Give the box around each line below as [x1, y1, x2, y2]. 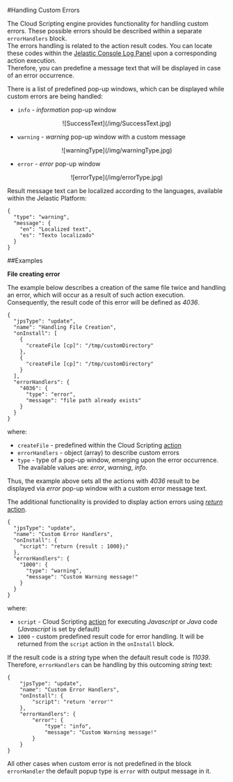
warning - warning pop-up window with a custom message [17, 132, 186, 141]
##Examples [7, 256, 43, 264]
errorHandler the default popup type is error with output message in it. [7, 767, 211, 775]
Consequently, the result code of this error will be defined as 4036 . [7, 298, 200, 306]
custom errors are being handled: [7, 92, 103, 100]
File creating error [7, 270, 61, 278]
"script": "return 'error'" [32, 698, 113, 705]
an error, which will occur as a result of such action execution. [7, 291, 186, 299]
